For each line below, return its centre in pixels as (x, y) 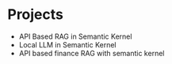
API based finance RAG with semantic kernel (92, 53)
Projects (36, 15)
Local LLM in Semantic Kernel (67, 44)
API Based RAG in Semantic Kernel (75, 36)
